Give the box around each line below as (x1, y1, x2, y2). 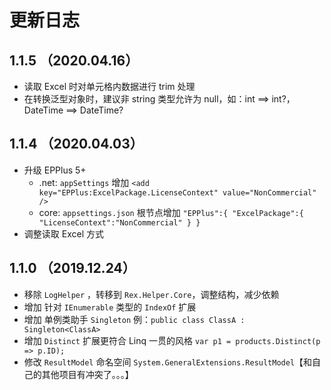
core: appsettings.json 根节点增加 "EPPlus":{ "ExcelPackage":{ (38, 206, 304, 218)
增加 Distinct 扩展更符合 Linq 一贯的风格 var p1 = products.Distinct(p (23, 334, 321, 346)
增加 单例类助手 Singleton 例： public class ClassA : (23, 313, 246, 325)
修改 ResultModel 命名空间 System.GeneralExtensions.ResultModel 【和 (23, 356, 313, 368)
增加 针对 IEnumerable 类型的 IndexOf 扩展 (23, 301, 197, 313)
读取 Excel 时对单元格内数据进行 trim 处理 (23, 81, 196, 92)
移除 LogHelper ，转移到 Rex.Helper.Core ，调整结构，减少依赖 (23, 288, 280, 300)
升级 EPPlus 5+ (23, 164, 87, 176)
